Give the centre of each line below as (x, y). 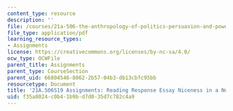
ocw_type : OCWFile (34, 59)
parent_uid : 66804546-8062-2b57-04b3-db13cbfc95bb (82, 78)
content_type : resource (42, 13)
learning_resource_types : (44, 39)
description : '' (31, 20)
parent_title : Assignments (46, 65)
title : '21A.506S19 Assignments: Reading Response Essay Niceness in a (113, 90)
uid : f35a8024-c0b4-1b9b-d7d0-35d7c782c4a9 (71, 97)
